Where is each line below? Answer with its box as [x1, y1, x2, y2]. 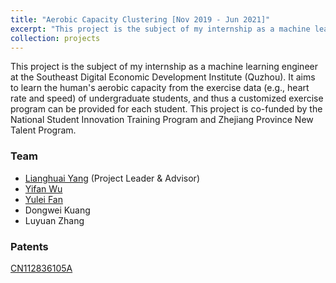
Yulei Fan [24, 193, 63, 205]
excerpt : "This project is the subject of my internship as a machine [10, 24, 311, 34]
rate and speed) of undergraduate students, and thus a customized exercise [10, 92, 324, 105]
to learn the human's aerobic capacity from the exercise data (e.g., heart [10, 82, 310, 94]
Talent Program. [10, 124, 77, 136]
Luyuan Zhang [24, 214, 85, 226]
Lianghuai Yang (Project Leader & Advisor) [24, 172, 200, 184]
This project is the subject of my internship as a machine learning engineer [10, 61, 318, 73]
